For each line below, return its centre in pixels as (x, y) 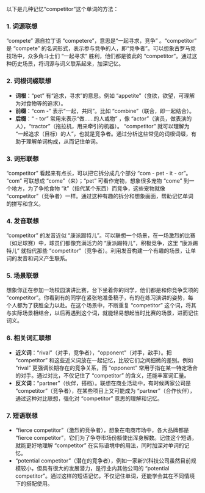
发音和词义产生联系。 (44, 258)
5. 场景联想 (23, 276)
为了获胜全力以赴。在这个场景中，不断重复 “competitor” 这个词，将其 (109, 305)
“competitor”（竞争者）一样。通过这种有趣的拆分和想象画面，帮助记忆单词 (100, 196)
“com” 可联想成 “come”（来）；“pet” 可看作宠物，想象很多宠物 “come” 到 (98, 181)
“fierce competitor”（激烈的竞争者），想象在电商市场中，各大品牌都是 (102, 430)
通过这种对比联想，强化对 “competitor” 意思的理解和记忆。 (89, 398)
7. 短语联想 (22, 415)
